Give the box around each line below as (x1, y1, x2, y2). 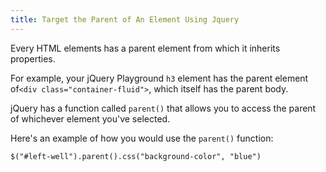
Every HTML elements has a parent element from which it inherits (10, 42, 281, 54)
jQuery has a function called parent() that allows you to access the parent (10, 102, 317, 114)
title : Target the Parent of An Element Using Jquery (10, 14, 240, 25)
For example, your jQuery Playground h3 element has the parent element (10, 72, 309, 84)
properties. (10, 52, 56, 65)
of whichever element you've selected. (10, 112, 171, 125)
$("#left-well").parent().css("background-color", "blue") (10, 151, 262, 161)
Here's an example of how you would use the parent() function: (10, 132, 274, 144)
